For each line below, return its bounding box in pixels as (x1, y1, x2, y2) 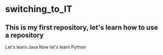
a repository (5, 31, 44, 39)
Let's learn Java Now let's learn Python (5, 44, 86, 50)
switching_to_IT (5, 3, 72, 15)
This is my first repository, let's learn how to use (5, 23, 159, 32)
